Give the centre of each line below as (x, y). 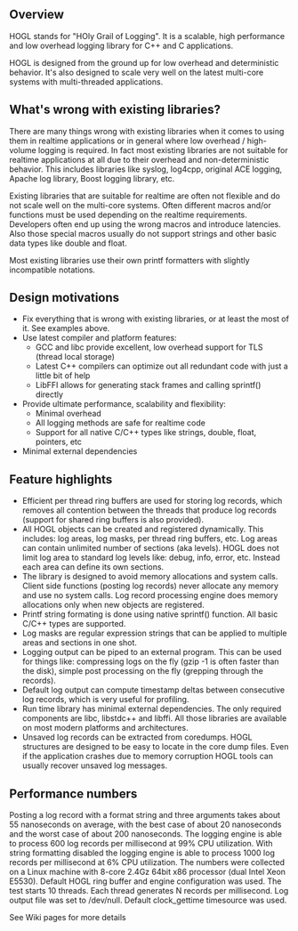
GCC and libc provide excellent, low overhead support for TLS (149, 347)
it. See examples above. (66, 328)
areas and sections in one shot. (80, 643)
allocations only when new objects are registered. (113, 605)
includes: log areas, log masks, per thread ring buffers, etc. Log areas (149, 538)
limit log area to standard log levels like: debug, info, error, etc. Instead (151, 558)
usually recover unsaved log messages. (94, 765)
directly (49, 394)
